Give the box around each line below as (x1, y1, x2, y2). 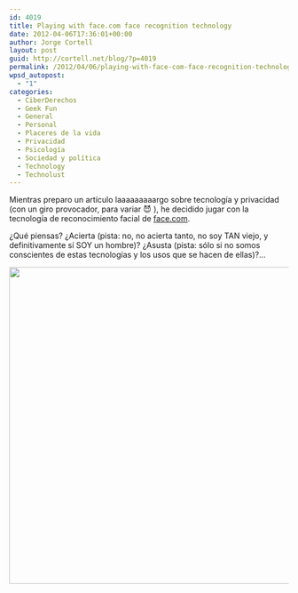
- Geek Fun (17, 104, 58, 113)
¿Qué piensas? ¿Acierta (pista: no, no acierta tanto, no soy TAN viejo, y (9, 230, 269, 241)
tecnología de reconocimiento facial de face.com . (9, 213, 191, 224)
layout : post (9, 46, 58, 55)
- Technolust (17, 170, 66, 179)
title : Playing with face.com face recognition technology (9, 21, 232, 30)
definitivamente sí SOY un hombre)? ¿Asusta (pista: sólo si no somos (9, 240, 261, 251)
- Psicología (17, 145, 66, 154)
